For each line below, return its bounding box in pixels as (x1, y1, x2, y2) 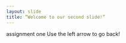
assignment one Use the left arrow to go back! (6, 30, 121, 37)
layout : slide (6, 8, 42, 15)
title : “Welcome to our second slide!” (6, 14, 106, 20)
